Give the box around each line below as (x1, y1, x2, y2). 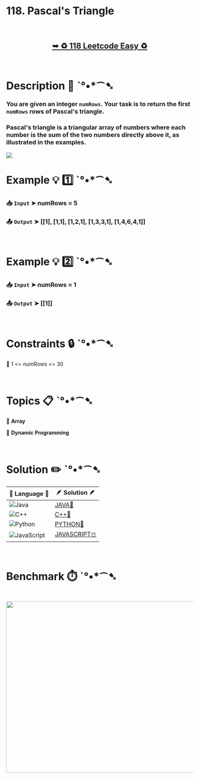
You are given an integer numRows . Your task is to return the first (6, 100, 191, 108)
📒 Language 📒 (9, 489, 49, 498)
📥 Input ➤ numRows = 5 (6, 199, 78, 207)
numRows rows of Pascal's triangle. (6, 107, 105, 116)
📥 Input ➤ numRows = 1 (6, 281, 77, 289)
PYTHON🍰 (54, 520, 84, 528)
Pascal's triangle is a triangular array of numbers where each (6, 123, 186, 132)
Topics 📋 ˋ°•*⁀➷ (6, 394, 93, 407)
